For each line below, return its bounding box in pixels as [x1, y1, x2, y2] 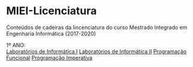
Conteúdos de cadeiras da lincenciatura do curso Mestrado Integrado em [6, 24, 188, 31]
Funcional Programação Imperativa [6, 54, 93, 61]
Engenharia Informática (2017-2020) [6, 30, 96, 37]
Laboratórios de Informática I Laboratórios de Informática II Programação [6, 47, 187, 55]
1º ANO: [6, 42, 26, 49]
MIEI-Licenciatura [6, 4, 97, 18]
